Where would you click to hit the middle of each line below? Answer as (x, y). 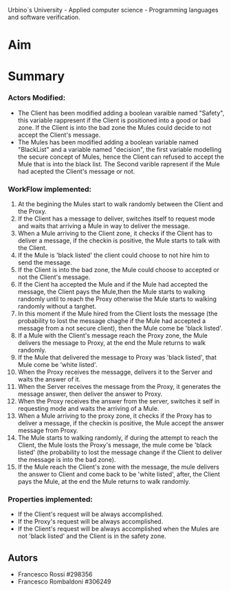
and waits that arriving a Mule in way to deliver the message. (104, 225)
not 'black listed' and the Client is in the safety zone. (92, 536)
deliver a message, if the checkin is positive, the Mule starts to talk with (119, 241)
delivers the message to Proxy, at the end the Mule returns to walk (112, 342)
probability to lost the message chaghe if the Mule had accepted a (112, 321)
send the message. (45, 262)
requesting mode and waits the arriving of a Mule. (88, 408)
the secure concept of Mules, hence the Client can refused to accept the (121, 157)
